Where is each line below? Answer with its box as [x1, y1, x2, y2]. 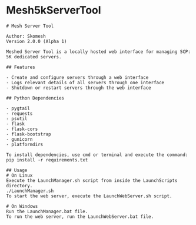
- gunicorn [6, 136, 33, 142]
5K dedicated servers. [6, 54, 62, 59]
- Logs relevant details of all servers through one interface [6, 80, 165, 85]
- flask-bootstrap [6, 131, 51, 137]
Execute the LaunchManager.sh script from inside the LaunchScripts [6, 177, 178, 183]
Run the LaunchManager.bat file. [6, 209, 88, 214]
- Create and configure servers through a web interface [6, 74, 149, 80]
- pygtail [6, 105, 31, 111]
